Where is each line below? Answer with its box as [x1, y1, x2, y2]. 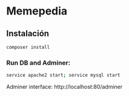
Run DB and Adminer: [6, 59, 71, 67]
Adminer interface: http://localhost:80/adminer [6, 83, 123, 91]
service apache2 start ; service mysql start [6, 72, 121, 78]
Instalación [6, 28, 50, 39]
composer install [6, 44, 50, 50]
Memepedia [6, 4, 68, 18]
